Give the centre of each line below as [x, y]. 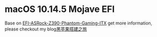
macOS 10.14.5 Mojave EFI [60, 9]
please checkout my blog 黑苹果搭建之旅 [46, 29]
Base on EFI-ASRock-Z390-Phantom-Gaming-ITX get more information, [78, 23]
